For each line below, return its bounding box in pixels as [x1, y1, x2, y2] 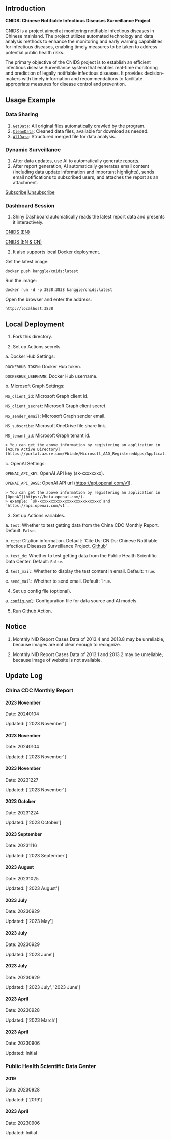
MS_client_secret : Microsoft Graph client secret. [5, 403, 107, 409]
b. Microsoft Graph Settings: [5, 383, 65, 389]
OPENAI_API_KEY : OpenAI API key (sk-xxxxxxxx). [5, 470, 104, 476]
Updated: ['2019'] [5, 1097, 42, 1103]
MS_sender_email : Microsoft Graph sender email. [5, 413, 106, 419]
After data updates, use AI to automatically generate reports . [12, 158, 140, 164]
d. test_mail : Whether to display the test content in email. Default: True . [5, 568, 156, 574]
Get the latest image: [5, 259, 49, 265]
